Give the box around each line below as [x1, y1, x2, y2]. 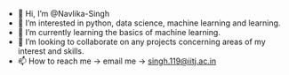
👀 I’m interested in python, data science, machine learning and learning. [17, 18, 281, 28]
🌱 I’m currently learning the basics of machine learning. [17, 27, 221, 37]
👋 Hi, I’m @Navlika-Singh [17, 9, 109, 19]
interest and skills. [17, 46, 84, 56]
